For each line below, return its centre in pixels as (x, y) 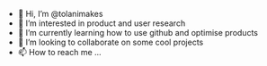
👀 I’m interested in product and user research (102, 23)
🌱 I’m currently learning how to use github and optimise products (138, 33)
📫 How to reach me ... (59, 52)
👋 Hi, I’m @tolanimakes (60, 14)
